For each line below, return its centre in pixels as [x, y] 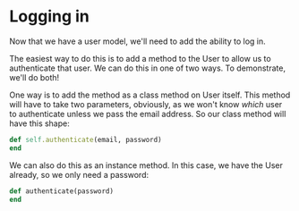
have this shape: [39, 123]
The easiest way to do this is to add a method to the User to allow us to [140, 58]
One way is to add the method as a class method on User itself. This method [150, 95]
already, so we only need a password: [79, 174]
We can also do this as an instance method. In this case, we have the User [146, 165]
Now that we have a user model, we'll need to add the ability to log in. [137, 41]
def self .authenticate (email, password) [86, 139]
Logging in [49, 17]
